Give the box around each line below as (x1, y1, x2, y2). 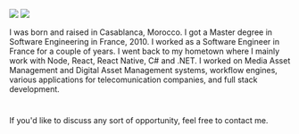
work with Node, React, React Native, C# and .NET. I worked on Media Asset (9, 55, 291, 66)
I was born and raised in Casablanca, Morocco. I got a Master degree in (9, 27, 273, 38)
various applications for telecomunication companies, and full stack (9, 74, 258, 85)
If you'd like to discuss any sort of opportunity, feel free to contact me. (9, 115, 269, 126)
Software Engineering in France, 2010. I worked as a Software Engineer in (9, 37, 279, 46)
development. (9, 84, 60, 94)
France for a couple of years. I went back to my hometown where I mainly (9, 46, 280, 56)
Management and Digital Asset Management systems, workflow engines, (9, 65, 278, 75)
